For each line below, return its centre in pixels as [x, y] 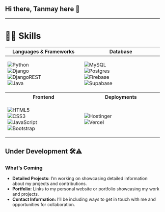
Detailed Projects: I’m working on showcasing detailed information [80, 179]
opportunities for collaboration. [43, 205]
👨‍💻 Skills [23, 36]
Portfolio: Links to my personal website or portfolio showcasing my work [86, 189]
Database [121, 51]
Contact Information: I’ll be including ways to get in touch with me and [84, 199]
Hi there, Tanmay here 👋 [42, 9]
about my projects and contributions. [50, 184]
